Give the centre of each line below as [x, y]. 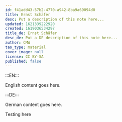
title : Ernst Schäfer [28, 15]
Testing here [18, 114]
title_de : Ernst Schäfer [31, 33]
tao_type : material [26, 47]
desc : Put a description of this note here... [55, 19]
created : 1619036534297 [30, 29]
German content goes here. [34, 105]
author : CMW [18, 43]
